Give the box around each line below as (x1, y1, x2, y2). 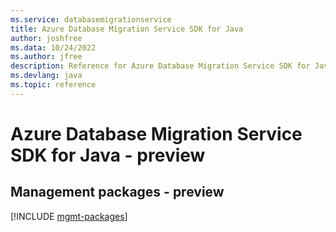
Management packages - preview (10, 184, 225, 201)
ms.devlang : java (10, 71, 83, 81)
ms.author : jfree (10, 52, 83, 62)
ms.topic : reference (10, 80, 97, 90)
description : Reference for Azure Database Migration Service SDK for (10, 61, 311, 71)
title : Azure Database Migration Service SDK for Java (10, 24, 244, 34)
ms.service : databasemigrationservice (10, 14, 172, 25)
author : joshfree (10, 33, 83, 43)
